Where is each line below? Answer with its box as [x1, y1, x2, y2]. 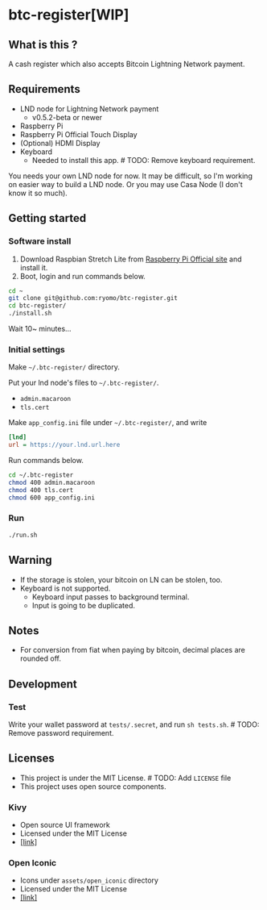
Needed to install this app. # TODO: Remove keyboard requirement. [31, 155, 256, 165]
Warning [8, 553, 52, 567]
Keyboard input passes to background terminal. [31, 591, 190, 602]
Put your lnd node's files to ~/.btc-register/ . [8, 378, 159, 388]
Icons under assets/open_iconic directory [19, 875, 159, 885]
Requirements [8, 82, 80, 96]
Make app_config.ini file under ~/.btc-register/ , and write [8, 418, 207, 428]
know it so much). [8, 188, 68, 198]
